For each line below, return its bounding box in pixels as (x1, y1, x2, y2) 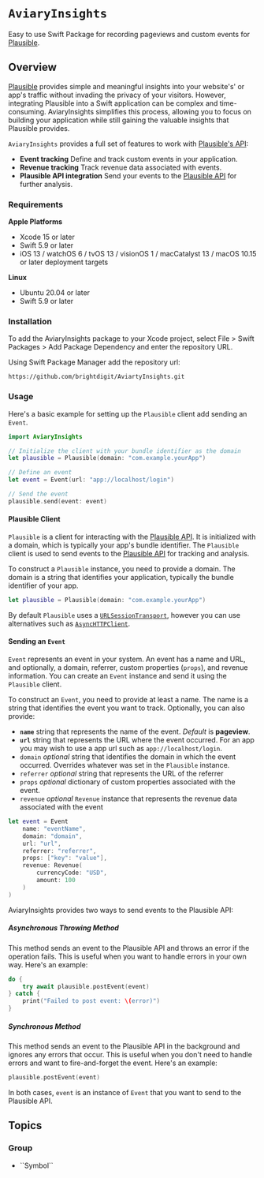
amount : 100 (36, 877, 76, 884)
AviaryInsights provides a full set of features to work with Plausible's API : (8, 139, 249, 148)
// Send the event (8, 490, 69, 499)
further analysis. (19, 179, 73, 189)
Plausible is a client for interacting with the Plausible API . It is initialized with (8, 532, 256, 541)
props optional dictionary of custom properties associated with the (19, 777, 236, 787)
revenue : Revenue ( (22, 862, 83, 869)
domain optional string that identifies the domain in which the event (19, 752, 236, 761)
